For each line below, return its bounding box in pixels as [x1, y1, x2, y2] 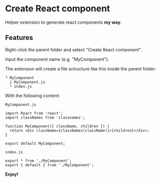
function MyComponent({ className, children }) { [5, 124, 110, 129]
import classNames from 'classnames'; [5, 115, 85, 120]
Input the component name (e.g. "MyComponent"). [5, 56, 109, 62]
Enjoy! [5, 171, 19, 177]
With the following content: [5, 92, 60, 99]
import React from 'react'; [5, 110, 63, 116]
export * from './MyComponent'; [5, 158, 72, 163]
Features [5, 34, 33, 42]
